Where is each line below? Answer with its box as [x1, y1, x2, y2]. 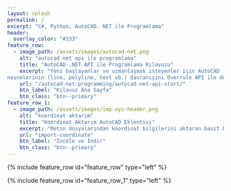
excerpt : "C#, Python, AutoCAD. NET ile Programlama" [7, 23, 165, 30]
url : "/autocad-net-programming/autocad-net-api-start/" [19, 80, 186, 87]
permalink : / [7, 16, 45, 23]
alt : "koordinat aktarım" [19, 112, 94, 119]
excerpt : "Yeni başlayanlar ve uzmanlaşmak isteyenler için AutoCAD [19, 67, 220, 74]
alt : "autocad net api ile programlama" [19, 55, 137, 62]
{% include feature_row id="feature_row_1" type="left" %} [7, 177, 172, 184]
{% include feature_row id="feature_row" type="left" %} [7, 163, 167, 171]
